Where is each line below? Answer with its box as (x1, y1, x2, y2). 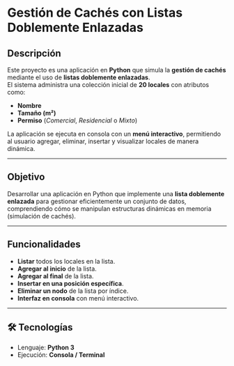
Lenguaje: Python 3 (17, 343, 75, 352)
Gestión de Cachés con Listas (7, 5, 183, 21)
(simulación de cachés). (7, 212, 77, 220)
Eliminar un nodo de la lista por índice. (17, 287, 129, 295)
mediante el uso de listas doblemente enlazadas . (7, 73, 150, 81)
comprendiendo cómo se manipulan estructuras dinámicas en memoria (7, 204, 212, 213)
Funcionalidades (7, 239, 81, 250)
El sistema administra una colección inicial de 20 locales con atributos (7, 81, 210, 88)
